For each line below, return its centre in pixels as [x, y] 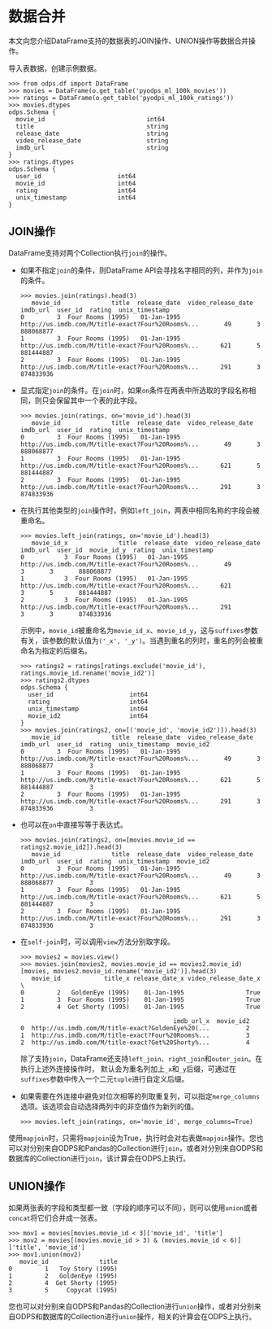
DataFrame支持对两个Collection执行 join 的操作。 [90, 252]
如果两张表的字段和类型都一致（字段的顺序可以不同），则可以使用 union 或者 [133, 1207]
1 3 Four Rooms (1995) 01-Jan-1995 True [140, 999]
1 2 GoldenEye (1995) [63, 1276]
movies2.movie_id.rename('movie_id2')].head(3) [135, 971]
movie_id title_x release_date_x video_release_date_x [146, 978]
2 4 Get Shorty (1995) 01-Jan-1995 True [140, 1007]
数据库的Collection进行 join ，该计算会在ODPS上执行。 [99, 1158]
